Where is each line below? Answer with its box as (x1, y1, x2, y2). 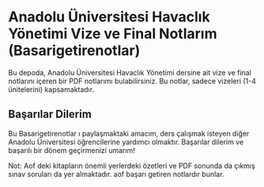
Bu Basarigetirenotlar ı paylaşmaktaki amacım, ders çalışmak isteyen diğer (8, 128, 250, 138)
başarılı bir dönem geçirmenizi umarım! (8, 145, 136, 155)
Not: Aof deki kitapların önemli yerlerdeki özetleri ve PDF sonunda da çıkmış (8, 161, 255, 170)
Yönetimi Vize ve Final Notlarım (8, 25, 217, 43)
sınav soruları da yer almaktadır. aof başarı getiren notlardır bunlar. (8, 169, 224, 178)
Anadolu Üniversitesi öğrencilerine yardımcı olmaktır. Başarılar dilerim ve (8, 137, 244, 147)
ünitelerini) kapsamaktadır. (8, 84, 95, 94)
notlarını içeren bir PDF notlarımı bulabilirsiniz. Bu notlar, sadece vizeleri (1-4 (8, 76, 257, 86)
